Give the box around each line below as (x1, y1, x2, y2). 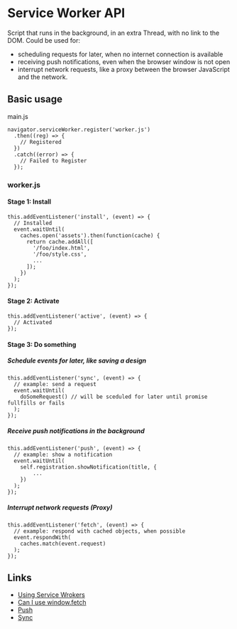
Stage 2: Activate (7, 297, 60, 306)
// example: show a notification (13, 451, 113, 458)
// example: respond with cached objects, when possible (13, 527, 186, 535)
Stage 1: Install (7, 197, 52, 206)
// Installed (13, 219, 53, 227)
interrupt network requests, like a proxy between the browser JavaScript (17, 65, 231, 73)
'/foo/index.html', (33, 244, 91, 251)
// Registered (20, 138, 62, 145)
